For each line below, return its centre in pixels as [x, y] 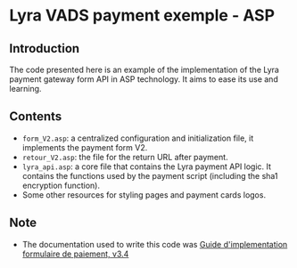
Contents [36, 117]
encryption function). [61, 185]
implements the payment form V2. [85, 147]
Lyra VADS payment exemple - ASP [142, 16]
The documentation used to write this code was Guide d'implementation [155, 244]
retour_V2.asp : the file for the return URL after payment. [125, 157]
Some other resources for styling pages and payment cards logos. [144, 195]
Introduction [45, 49]
